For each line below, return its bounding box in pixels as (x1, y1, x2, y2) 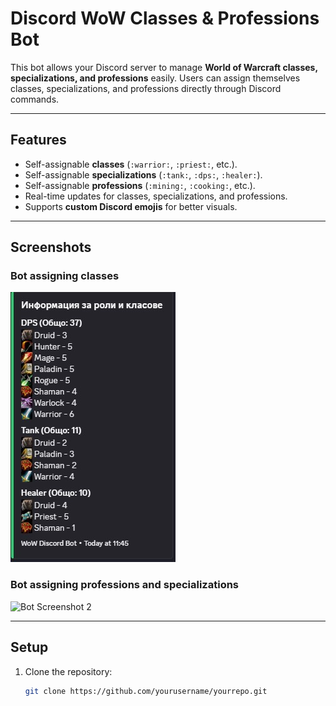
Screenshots (10, 239, 92, 256)
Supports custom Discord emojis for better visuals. (24, 200, 238, 212)
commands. (10, 93, 60, 105)
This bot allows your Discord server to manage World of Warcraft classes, (10, 61, 318, 73)
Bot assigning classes (10, 269, 120, 283)
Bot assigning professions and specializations (10, 578, 240, 592)
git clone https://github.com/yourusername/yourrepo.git (24, 686, 268, 696)
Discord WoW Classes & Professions (10, 7, 320, 30)
